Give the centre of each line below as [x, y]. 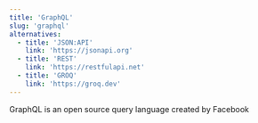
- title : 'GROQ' [47, 76]
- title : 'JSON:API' [55, 42]
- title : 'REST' [47, 59]
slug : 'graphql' [39, 26]
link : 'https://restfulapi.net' [85, 68]
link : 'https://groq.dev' [73, 84]
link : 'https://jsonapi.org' [79, 51]
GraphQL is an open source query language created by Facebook [129, 109]
